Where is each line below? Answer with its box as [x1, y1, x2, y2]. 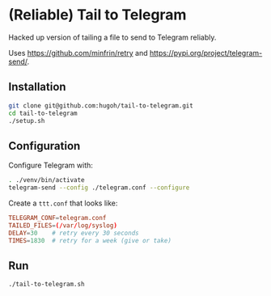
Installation [8, 80, 66, 94]
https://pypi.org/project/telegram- [149, 48, 263, 57]
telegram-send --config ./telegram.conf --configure [8, 184, 190, 192]
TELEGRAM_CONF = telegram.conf [8, 214, 107, 222]
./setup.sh [8, 116, 45, 125]
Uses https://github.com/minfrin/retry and [8, 48, 148, 57]
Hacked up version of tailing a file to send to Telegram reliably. [8, 32, 217, 42]
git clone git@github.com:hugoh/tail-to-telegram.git [8, 101, 194, 110]
